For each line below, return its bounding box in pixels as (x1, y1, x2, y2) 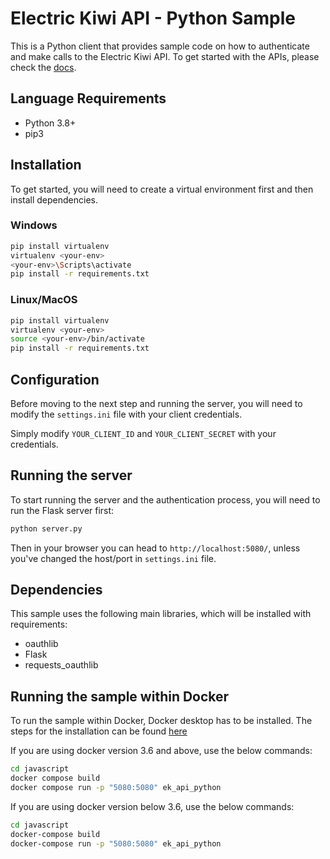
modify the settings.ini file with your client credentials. (10, 408, 243, 420)
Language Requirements (10, 90, 167, 107)
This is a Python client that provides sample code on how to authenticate (10, 40, 310, 52)
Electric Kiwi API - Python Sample (10, 7, 296, 30)
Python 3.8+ (24, 117, 77, 129)
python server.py (10, 523, 83, 534)
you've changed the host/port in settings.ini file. (10, 552, 217, 564)
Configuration (10, 371, 100, 388)
